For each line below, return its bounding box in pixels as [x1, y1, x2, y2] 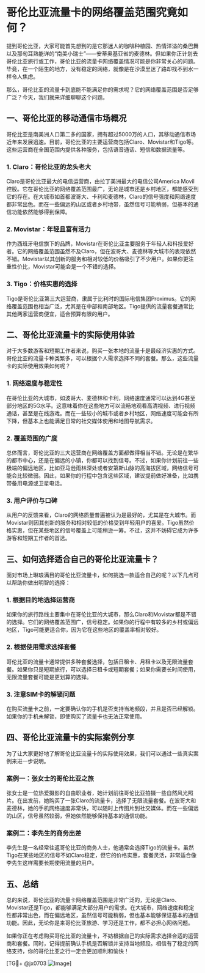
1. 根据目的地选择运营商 [6, 596, 75, 604]
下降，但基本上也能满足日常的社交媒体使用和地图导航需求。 [6, 417, 156, 424]
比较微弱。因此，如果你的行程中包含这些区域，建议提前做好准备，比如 [16, 472, 193, 479]
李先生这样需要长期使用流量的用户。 [6, 859, 98, 867]
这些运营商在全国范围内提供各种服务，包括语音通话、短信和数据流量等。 [6, 146, 188, 153]
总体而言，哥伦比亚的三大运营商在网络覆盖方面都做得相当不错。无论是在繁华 [6, 449, 199, 456]
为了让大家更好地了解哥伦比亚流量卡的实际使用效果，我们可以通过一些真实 [6, 750, 193, 757]
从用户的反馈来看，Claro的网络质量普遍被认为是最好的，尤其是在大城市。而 [6, 511, 196, 519]
